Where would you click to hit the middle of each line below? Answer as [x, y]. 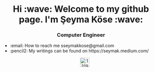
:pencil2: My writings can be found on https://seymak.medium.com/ [79, 51]
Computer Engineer [81, 35]
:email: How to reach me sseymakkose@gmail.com [62, 46]
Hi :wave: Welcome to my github [81, 9]
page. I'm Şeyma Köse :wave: [81, 19]
